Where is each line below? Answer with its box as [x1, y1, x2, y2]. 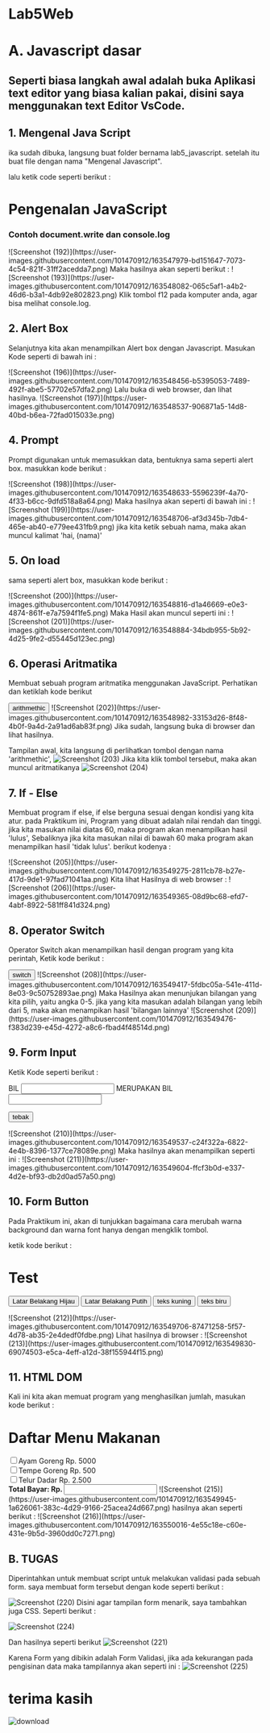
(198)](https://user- [52, 479, 117, 488]
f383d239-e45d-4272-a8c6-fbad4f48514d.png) [8, 1022, 171, 1032]
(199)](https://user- [51, 504, 115, 514]
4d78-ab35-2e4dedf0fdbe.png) [8, 1330, 114, 1340]
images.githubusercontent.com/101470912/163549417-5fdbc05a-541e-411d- [8, 980, 263, 989]
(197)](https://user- [84, 392, 147, 403]
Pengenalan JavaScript [8, 200, 168, 218]
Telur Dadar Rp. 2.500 [19, 1475, 92, 1485]
